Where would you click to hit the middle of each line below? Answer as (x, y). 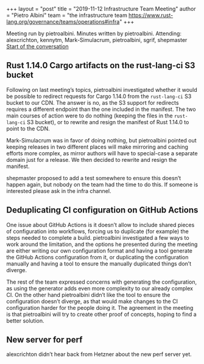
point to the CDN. (28, 128)
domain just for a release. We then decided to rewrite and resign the (92, 159)
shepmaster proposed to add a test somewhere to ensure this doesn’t (94, 178)
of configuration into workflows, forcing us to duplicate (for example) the (97, 231)
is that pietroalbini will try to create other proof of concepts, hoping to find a (101, 314)
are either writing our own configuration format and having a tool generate (100, 250)
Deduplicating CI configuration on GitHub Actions (102, 210)
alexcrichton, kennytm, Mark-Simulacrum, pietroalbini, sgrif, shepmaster (97, 40)
